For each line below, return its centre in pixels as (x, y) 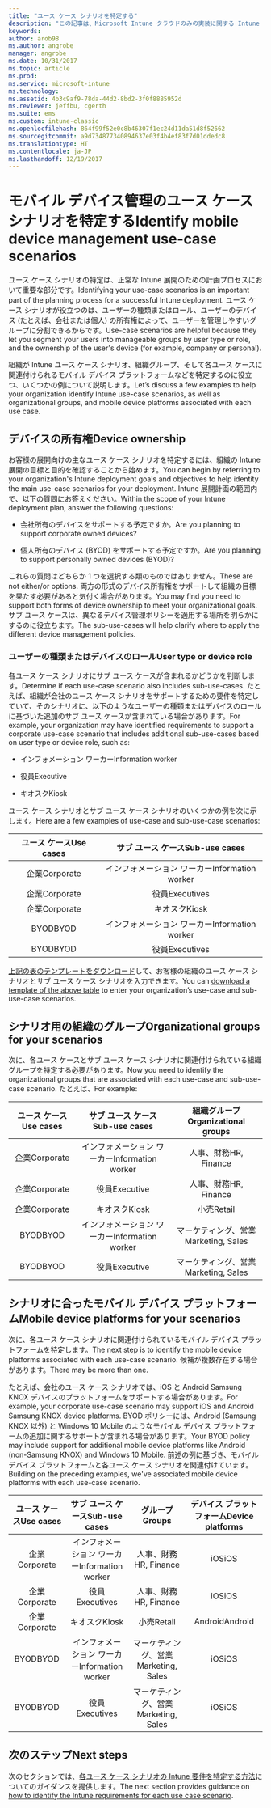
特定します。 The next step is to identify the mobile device (146, 1349)
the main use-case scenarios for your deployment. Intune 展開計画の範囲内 (133, 489)
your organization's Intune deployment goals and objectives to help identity (134, 479)
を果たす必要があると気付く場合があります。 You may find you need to (125, 596)
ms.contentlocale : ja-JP (50, 151)
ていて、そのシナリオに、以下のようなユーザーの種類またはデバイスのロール (135, 706)
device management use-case (113, 239)
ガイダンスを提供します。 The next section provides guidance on (143, 1786)
